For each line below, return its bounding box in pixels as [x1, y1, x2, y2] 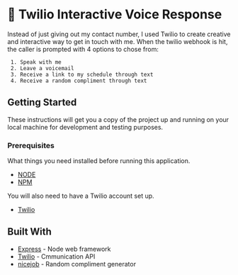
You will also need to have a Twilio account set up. [7, 191, 154, 201]
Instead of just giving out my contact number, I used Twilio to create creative [7, 30, 231, 38]
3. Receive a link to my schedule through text [10, 71, 154, 78]
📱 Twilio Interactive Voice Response [7, 6, 222, 23]
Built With [7, 226, 52, 238]
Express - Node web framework [17, 245, 111, 253]
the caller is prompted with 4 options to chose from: [7, 45, 159, 53]
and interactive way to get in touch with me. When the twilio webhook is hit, [7, 37, 228, 45]
